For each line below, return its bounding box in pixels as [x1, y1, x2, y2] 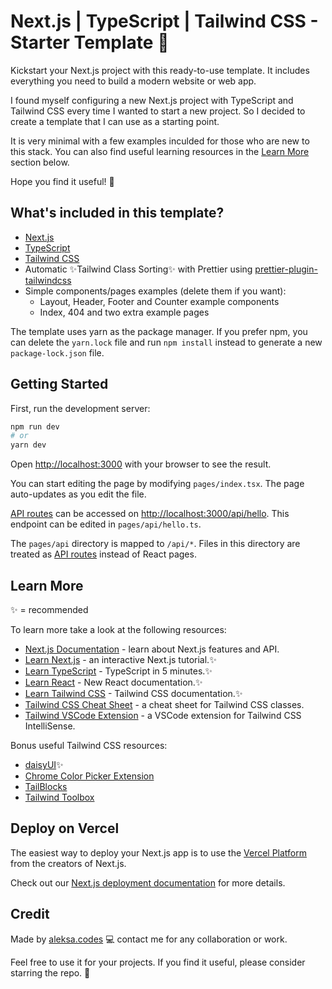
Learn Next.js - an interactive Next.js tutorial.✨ [24, 654, 217, 665]
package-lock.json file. [10, 346, 105, 359]
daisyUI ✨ [24, 759, 64, 770]
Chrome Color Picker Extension [24, 770, 155, 782]
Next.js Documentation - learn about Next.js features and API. [24, 643, 280, 655]
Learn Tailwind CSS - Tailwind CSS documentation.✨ [24, 688, 243, 699]
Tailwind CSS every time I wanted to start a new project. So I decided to [10, 105, 306, 117]
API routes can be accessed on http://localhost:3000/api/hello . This [10, 508, 290, 520]
